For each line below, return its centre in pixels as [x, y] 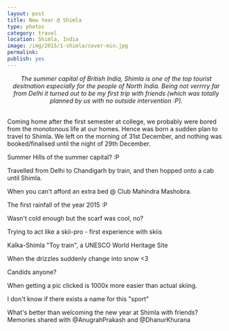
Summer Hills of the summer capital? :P [63, 157]
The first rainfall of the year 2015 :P [57, 205]
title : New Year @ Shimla [44, 20]
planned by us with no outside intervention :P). [116, 101]
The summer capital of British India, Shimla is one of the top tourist [116, 78]
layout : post [26, 14]
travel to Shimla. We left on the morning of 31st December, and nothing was [115, 136]
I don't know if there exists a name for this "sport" [78, 298]
